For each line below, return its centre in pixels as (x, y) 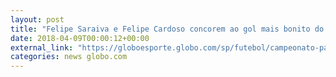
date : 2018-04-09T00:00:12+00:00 (80, 38)
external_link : (42, 47)
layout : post (37, 19)
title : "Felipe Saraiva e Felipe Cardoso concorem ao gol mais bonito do (167, 29)
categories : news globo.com (69, 57)
